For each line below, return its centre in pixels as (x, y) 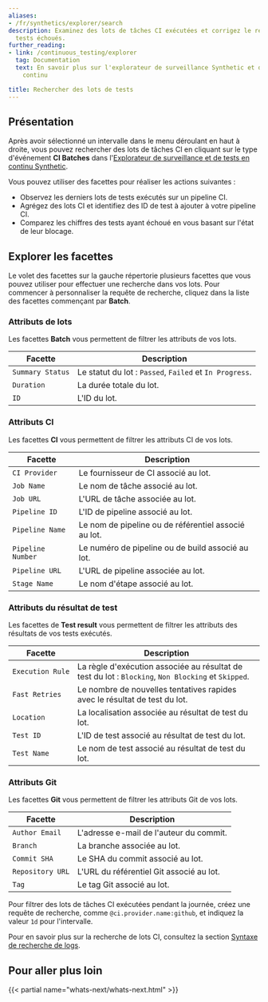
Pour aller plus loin (55, 970)
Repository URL (41, 872)
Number (25, 556)
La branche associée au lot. (129, 846)
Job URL (27, 499)
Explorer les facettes (61, 256)
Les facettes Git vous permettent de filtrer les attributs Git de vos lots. (123, 800)
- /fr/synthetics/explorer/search (66, 23)
